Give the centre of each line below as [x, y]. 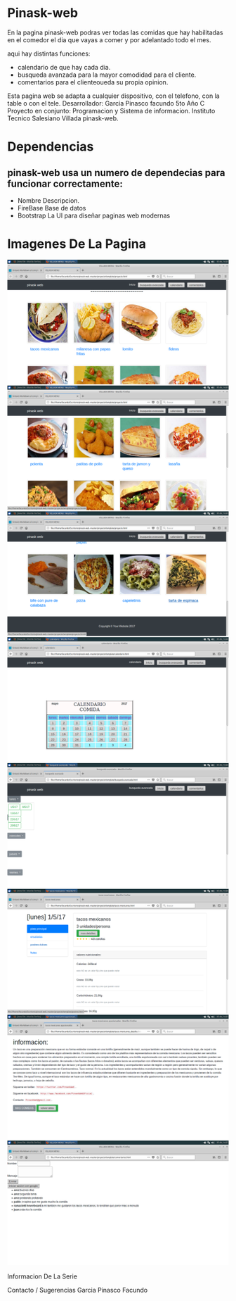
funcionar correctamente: [65, 183]
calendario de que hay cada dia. [64, 67]
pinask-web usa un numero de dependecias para [116, 173]
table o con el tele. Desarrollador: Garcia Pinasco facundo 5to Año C [106, 103]
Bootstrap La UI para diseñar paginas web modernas [94, 215]
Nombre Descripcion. [48, 200]
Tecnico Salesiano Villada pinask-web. [63, 118]
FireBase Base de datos [52, 208]
